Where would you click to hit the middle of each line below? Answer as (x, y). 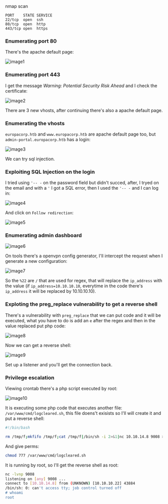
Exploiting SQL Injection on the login (50, 172)
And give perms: (22, 446)
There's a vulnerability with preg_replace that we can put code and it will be (83, 315)
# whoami (14, 493)
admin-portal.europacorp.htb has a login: (48, 139)
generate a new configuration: (36, 261)
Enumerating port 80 (31, 41)
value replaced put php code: (35, 326)
